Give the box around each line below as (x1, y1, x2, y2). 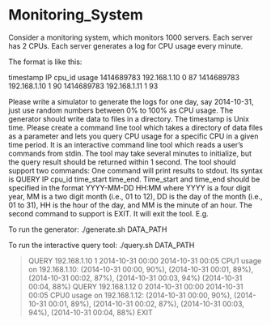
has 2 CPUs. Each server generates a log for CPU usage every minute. (8, 41, 243, 50)
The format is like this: (8, 57, 83, 66)
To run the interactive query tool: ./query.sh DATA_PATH (8, 240, 195, 250)
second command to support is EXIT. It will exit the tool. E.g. (8, 208, 209, 218)
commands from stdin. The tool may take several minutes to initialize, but (8, 148, 252, 158)
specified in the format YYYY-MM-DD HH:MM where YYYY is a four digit (8, 182, 251, 192)
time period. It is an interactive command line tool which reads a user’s (8, 139, 243, 149)
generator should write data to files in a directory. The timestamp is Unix (8, 113, 249, 123)
